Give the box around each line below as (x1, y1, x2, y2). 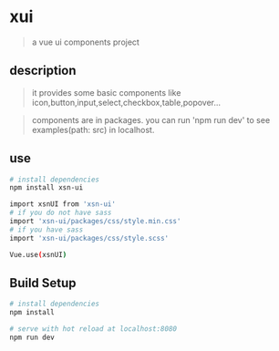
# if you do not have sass (9, 208, 112, 218)
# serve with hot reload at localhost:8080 (9, 325, 178, 334)
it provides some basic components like (31, 87, 181, 98)
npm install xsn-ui (9, 183, 84, 192)
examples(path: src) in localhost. (31, 124, 155, 135)
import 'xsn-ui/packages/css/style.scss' (9, 233, 170, 243)
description (9, 63, 77, 78)
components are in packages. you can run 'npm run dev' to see (31, 114, 271, 125)
